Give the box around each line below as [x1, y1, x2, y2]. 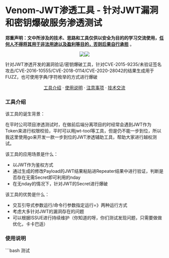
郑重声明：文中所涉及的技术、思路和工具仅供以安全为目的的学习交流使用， [5, 35, 159, 41]
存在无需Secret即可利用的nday [17, 174, 81, 180]
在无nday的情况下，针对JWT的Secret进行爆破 [12, 181, 108, 187]
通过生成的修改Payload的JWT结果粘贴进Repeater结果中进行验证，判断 [12, 168, 159, 174]
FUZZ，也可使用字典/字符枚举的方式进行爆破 [5, 74, 98, 80]
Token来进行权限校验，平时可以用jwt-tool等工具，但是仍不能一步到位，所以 [5, 128, 162, 134]
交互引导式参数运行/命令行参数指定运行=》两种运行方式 [12, 202, 128, 208]
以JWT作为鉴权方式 [12, 162, 54, 168]
